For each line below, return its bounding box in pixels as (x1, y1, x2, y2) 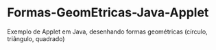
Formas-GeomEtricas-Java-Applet (7, 5, 209, 21)
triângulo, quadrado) (7, 34, 65, 42)
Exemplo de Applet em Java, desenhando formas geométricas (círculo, (7, 27, 208, 36)
